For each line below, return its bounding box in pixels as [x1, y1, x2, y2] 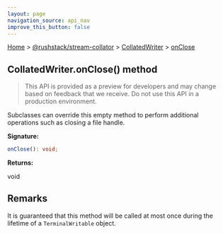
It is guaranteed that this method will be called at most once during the [7, 211, 214, 220]
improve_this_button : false [7, 23, 91, 30]
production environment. [24, 97, 97, 106]
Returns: [7, 158, 34, 167]
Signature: [7, 132, 39, 141]
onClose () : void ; [7, 146, 59, 153]
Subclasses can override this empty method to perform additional [7, 111, 199, 119]
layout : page [7, 10, 46, 18]
